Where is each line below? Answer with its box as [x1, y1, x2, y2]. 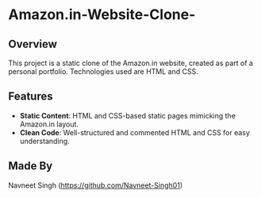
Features [8, 90, 53, 103]
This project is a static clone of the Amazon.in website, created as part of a [8, 58, 254, 68]
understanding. [19, 136, 70, 146]
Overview [8, 37, 58, 51]
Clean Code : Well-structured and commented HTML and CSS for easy [19, 127, 250, 137]
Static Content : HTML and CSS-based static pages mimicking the [19, 111, 236, 120]
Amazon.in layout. [19, 119, 79, 129]
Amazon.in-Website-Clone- [8, 6, 196, 24]
